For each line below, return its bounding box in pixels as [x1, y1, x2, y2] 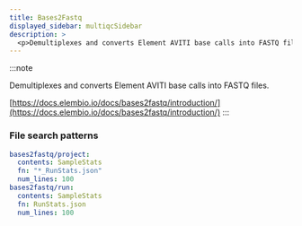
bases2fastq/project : [9, 150, 91, 159]
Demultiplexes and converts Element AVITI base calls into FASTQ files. [9, 80, 270, 91]
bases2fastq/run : [9, 183, 75, 193]
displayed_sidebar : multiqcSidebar [9, 22, 143, 30]
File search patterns [9, 129, 99, 142]
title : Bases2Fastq [9, 13, 83, 22]
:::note [9, 63, 33, 74]
